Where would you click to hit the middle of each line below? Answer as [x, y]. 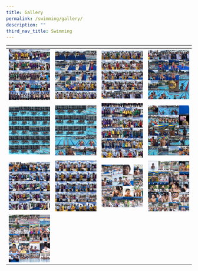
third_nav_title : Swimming [39, 31]
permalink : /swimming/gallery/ [44, 19]
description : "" [26, 25]
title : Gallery [25, 12]
